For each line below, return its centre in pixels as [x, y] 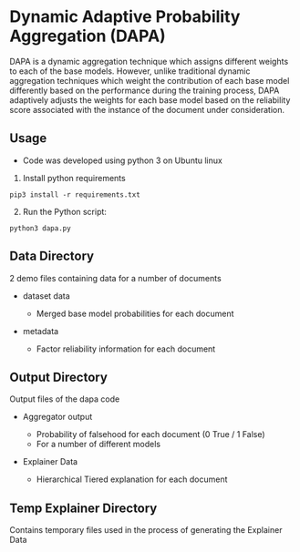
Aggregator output [57, 417]
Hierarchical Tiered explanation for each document [132, 479]
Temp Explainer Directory [83, 508]
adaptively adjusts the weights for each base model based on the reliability [150, 100]
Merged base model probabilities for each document [135, 313]
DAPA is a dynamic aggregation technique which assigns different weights [149, 61]
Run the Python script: [65, 211]
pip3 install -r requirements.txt [75, 194]
